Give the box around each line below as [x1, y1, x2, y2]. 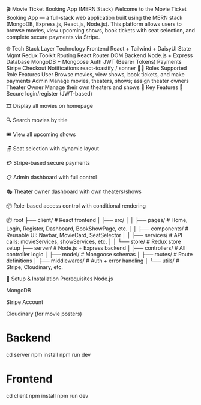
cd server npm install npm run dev [6, 351, 91, 358]
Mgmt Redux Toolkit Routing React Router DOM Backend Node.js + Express [6, 52, 193, 59]
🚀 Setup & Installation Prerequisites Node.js [6, 275, 113, 282]
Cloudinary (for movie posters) [6, 310, 82, 317]
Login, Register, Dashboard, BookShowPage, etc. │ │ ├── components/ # [6, 225, 189, 232]
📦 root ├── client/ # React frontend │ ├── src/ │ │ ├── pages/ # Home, [6, 217, 188, 223]
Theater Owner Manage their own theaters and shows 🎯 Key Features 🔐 [6, 84, 184, 91]
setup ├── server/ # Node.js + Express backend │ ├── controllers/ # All [6, 244, 186, 252]
